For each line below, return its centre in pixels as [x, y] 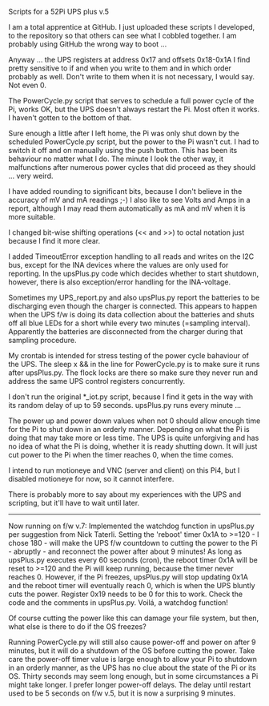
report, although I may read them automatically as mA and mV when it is [127, 208]
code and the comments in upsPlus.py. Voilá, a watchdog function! [118, 603]
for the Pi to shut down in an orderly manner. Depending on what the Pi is [129, 429]
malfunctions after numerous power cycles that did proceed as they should [132, 167]
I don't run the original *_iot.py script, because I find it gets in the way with [131, 397]
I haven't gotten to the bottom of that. [70, 118]
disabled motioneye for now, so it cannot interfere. [91, 479]
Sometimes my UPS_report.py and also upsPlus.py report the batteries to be [134, 297]
